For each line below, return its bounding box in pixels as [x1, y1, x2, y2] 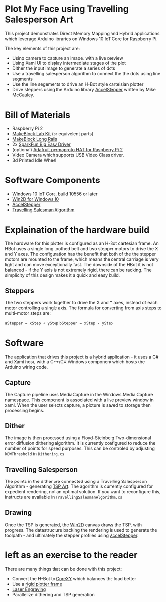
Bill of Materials [5, 109, 71, 120]
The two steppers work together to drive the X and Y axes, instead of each [5, 300, 158, 305]
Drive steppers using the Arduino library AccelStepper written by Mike [12, 86, 156, 92]
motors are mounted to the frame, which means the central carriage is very [5, 256, 159, 262]
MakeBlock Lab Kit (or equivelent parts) [12, 130, 94, 137]
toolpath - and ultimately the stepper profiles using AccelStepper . [5, 532, 139, 538]
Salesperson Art [5, 14, 74, 25]
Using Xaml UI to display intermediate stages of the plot [12, 60, 126, 66]
